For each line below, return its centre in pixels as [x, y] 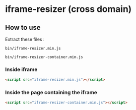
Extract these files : [25, 39]
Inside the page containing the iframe [51, 93]
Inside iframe [21, 69]
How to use [23, 27]
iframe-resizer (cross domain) [68, 9]
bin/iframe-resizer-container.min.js [44, 57]
